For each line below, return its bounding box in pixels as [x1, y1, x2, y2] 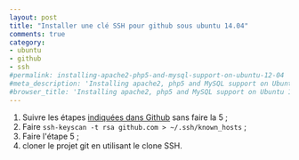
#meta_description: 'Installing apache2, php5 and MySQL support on [9, 79, 269, 88]
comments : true [9, 29, 66, 38]
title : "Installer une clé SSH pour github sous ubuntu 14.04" [9, 21, 249, 30]
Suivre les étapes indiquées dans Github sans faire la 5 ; [21, 112, 229, 123]
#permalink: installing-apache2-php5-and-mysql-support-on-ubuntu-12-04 [9, 71, 285, 80]
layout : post [9, 12, 58, 22]
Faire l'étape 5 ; [21, 131, 80, 141]
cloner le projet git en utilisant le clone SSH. [21, 140, 182, 151]
